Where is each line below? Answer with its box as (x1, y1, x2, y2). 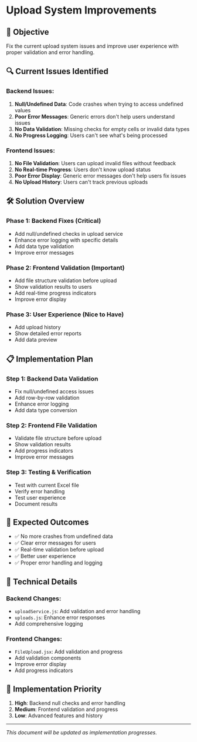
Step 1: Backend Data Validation (6, 375, 98, 383)
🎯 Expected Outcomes (6, 517, 89, 527)
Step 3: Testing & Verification (6, 468, 91, 476)
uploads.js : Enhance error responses (14, 614, 106, 621)
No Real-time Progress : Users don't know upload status (14, 166, 151, 173)
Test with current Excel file (14, 482, 79, 489)
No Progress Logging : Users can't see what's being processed (14, 132, 168, 139)
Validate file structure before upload (14, 434, 102, 442)
